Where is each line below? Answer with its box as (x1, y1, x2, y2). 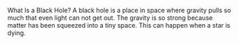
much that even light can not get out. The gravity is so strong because (7, 13, 213, 22)
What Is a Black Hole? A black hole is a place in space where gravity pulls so (7, 6, 232, 14)
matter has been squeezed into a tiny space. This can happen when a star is (7, 21, 231, 29)
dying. (7, 28, 26, 37)
